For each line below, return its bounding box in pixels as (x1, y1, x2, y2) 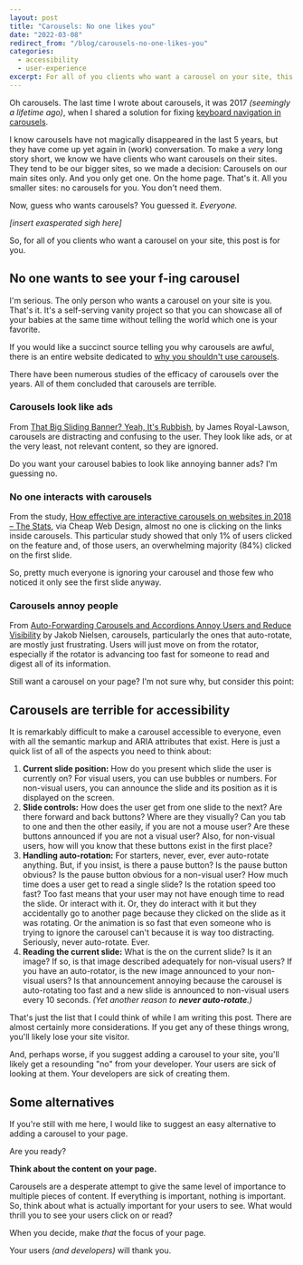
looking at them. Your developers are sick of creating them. (9, 1068, 231, 1079)
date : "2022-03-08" (9, 30, 83, 39)
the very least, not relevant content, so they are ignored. (9, 441, 219, 452)
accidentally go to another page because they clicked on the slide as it (22, 908, 287, 919)
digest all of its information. (9, 658, 111, 669)
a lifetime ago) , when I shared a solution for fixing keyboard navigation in (9, 106, 282, 118)
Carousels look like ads (9, 401, 113, 414)
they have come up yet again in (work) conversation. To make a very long (9, 143, 283, 154)
